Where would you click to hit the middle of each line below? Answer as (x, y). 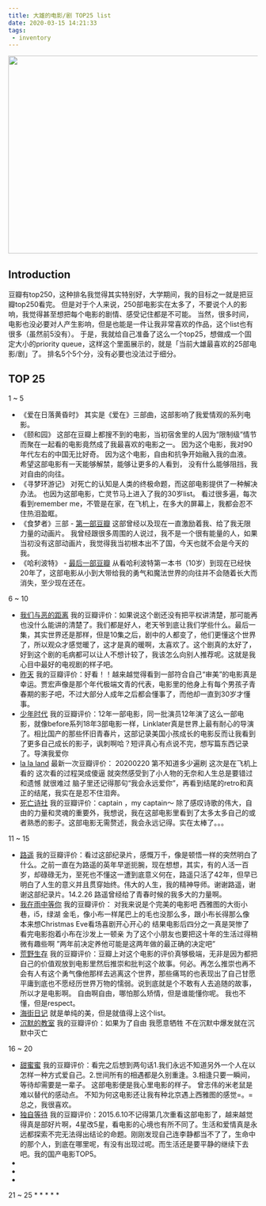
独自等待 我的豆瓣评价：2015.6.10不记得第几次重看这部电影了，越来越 (133, 1114)
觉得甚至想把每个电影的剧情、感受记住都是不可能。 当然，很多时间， (141, 314)
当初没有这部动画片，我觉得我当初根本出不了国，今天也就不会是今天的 (134, 543)
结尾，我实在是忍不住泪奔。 (79, 793)
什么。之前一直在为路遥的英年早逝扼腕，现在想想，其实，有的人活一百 (134, 864)
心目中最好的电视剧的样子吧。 (68, 664)
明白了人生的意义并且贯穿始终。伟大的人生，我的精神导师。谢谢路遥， (134, 884)
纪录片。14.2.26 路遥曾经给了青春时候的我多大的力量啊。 (133, 894)
